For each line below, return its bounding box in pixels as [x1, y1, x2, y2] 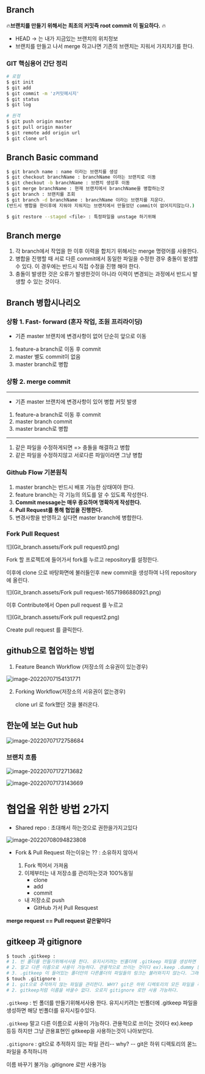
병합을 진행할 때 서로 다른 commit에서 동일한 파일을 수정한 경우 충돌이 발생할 [15, 255, 198, 262]
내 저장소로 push [24, 896, 65, 904]
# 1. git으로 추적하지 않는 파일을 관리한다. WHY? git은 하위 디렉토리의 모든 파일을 [6, 981, 195, 987]
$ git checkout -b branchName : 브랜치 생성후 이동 [6, 180, 130, 186]
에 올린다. [6, 576, 29, 583]
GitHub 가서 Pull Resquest [33, 904, 98, 911]
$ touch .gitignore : [6, 976, 62, 982]
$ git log [6, 102, 32, 108]
